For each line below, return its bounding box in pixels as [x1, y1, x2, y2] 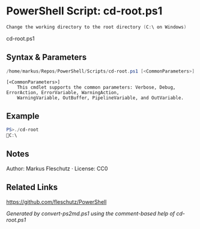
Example [6, 111, 40, 121]
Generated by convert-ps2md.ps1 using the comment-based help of [6, 210, 175, 217]
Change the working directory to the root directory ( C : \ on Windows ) [6, 24, 187, 30]
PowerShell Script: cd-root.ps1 [6, 4, 163, 18]
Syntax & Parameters [6, 52, 87, 62]
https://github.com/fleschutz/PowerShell [6, 198, 107, 205]
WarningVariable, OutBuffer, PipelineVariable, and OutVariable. [17, 95, 184, 101]
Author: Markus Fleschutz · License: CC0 [6, 165, 108, 172]
